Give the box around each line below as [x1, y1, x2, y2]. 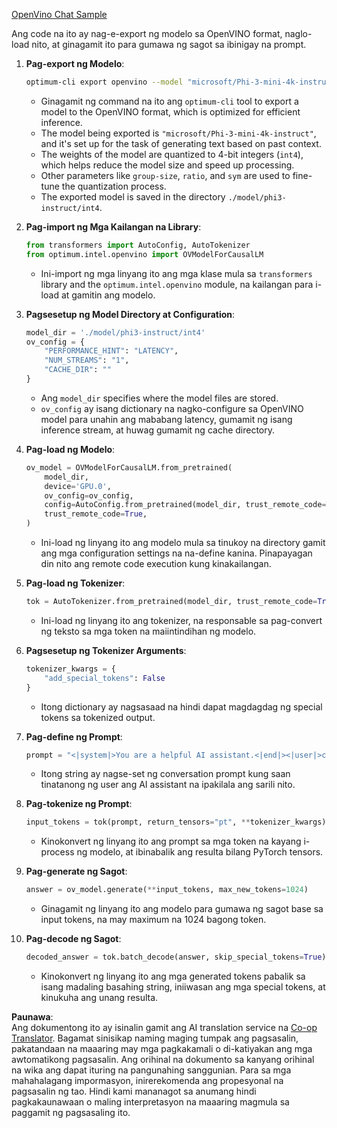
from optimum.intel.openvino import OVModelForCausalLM [25, 249, 264, 259]
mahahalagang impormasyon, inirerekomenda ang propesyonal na [11, 1075, 284, 1086]
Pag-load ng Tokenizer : [25, 577, 126, 589]
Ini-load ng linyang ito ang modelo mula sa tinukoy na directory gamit [40, 537, 326, 548]
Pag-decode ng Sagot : [25, 933, 122, 945]
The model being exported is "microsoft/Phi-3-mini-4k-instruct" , [40, 127, 317, 139]
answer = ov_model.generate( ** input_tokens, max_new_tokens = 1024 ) [25, 885, 309, 895]
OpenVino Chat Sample [11, 9, 108, 20]
